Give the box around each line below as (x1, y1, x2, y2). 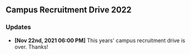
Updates (5, 23, 31, 31)
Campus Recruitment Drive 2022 (5, 5, 132, 15)
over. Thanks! (14, 43, 49, 50)
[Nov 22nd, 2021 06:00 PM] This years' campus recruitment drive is (14, 36, 186, 44)
